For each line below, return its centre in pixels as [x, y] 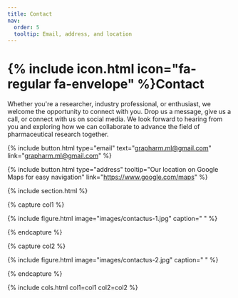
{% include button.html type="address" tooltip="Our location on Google [113, 170]
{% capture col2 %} [37, 246]
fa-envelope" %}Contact [129, 84]
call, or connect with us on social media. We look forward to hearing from [115, 119]
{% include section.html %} [48, 191]
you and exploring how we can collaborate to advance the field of [104, 127]
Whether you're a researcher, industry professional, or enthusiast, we [109, 104]
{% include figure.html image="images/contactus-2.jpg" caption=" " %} [113, 260]
